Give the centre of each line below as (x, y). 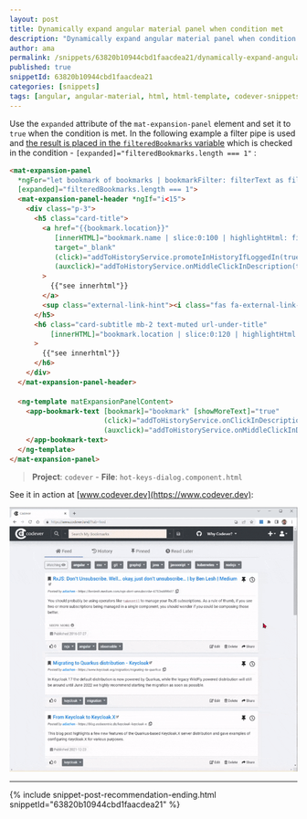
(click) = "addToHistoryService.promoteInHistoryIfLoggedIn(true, (179, 257)
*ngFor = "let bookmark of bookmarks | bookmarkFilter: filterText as (151, 180)
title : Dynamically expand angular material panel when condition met (147, 29)
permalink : (30, 58)
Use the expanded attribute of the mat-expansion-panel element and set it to (150, 123)
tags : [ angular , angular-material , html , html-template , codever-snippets (155, 96)
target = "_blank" (85, 247)
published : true (40, 68)
